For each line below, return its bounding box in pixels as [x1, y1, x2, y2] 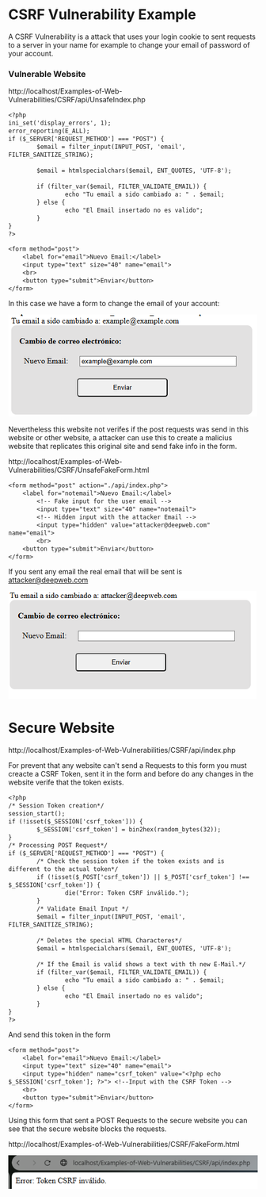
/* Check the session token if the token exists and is [36, 857, 225, 865]
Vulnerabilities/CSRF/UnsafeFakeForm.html [8, 466, 150, 475]
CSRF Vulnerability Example [8, 6, 196, 24]
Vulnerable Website [8, 68, 86, 79]
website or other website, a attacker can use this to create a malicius [8, 433, 233, 443]
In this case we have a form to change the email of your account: [8, 299, 220, 309]
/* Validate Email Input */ [36, 905, 129, 913]
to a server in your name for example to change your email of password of [8, 40, 251, 49]
